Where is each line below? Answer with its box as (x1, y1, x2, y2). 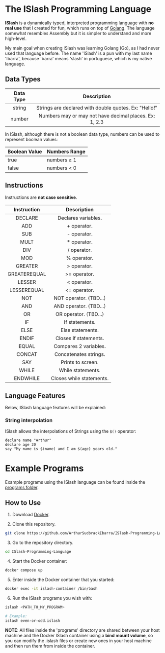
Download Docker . (12, 512, 50, 518)
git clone (5, 531, 26, 536)
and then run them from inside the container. (5, 643, 96, 649)
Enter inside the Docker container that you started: (12, 576, 114, 583)
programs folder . (5, 484, 39, 490)
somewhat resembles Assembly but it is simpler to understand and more (5, 30, 152, 36)
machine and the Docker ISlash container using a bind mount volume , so (5, 632, 153, 638)
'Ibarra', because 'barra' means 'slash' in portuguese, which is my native (5, 55, 152, 61)
